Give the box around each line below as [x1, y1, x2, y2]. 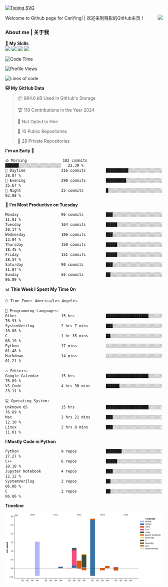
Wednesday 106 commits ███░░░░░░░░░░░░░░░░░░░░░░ [5, 232, 162, 237]
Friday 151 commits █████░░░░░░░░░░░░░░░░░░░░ [5, 252, 162, 257]
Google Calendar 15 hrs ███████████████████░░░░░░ [5, 373, 162, 379]
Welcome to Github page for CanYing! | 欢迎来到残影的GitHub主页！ [5, 15, 145, 21]
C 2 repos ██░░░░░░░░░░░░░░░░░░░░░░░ [5, 489, 162, 494]
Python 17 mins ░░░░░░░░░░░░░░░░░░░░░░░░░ [5, 343, 162, 349]
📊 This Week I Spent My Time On [5, 286, 76, 292]
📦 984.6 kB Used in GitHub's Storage [17, 95, 96, 101]
